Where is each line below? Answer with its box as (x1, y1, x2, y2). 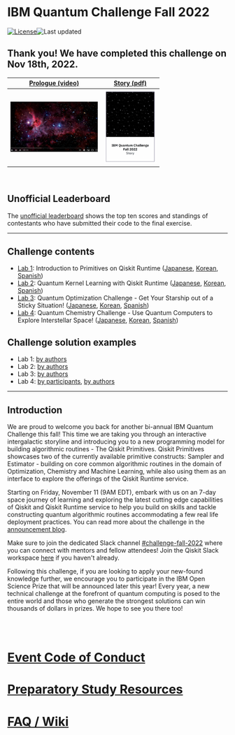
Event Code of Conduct (7, 650, 145, 666)
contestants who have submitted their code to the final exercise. (7, 219, 192, 227)
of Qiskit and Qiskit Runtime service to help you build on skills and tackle (7, 502, 217, 511)
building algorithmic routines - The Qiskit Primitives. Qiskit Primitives (7, 444, 205, 453)
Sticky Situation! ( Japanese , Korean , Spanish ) (17, 301, 150, 310)
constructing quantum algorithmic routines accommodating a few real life (7, 510, 219, 518)
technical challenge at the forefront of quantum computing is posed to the (7, 589, 220, 597)
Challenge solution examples (7, 336, 137, 348)
